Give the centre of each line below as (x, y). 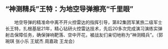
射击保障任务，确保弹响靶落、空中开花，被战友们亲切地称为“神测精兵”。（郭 (84, 35)
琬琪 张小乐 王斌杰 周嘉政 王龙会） (41, 41)
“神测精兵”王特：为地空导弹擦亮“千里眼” (69, 9)
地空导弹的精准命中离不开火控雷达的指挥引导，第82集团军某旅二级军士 (88, 22)
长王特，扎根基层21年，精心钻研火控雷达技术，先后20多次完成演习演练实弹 (84, 28)
